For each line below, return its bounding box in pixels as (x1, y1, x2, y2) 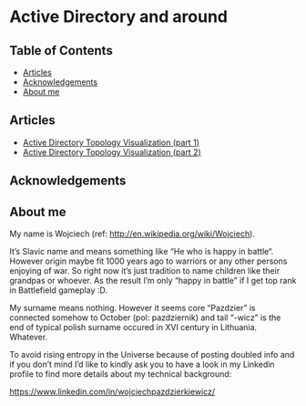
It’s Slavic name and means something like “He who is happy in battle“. (9, 246, 274, 257)
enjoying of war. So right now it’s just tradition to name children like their (9, 265, 280, 276)
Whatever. (9, 331, 48, 343)
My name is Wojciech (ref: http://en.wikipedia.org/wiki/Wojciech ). (9, 228, 255, 239)
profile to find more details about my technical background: (9, 369, 232, 380)
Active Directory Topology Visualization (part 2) (22, 146, 202, 157)
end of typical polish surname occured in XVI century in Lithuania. (9, 322, 258, 333)
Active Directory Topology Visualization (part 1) (22, 137, 200, 148)
